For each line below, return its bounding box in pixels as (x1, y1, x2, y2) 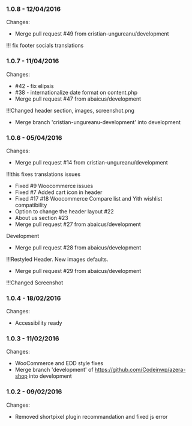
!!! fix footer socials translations (6, 42, 84, 49)
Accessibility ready (14, 319, 62, 327)
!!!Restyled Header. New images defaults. (6, 255, 109, 263)
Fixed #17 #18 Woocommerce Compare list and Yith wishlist (14, 195, 163, 202)
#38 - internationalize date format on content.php (14, 89, 138, 96)
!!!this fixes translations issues (6, 171, 81, 178)
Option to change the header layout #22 (14, 207, 114, 215)
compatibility (14, 201, 47, 208)
